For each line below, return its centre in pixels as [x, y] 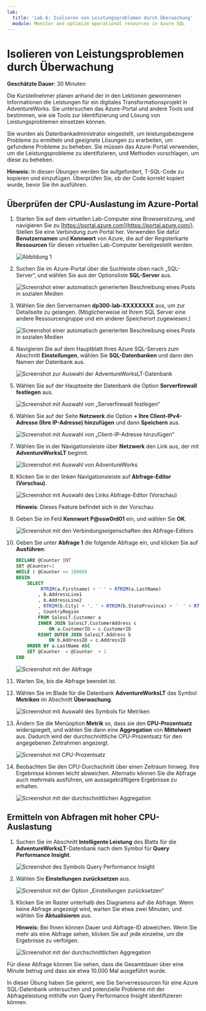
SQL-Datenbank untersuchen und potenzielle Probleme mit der [86, 989]
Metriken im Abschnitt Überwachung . [64, 699]
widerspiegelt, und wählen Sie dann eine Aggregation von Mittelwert [103, 730]
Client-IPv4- [166, 416]
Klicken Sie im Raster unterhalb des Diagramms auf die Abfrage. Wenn [105, 902]
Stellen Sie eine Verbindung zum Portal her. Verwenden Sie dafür [97, 232]
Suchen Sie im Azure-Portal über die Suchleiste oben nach [90, 269]
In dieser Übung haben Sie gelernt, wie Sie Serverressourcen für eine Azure [102, 982]
